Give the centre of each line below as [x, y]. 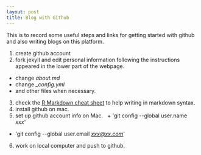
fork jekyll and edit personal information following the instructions [97, 60]
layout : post [23, 12]
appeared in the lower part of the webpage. [70, 66]
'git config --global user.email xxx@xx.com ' [70, 134]
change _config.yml [40, 84]
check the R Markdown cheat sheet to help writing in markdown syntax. [105, 102]
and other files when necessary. [55, 91]
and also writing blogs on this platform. [55, 41]
